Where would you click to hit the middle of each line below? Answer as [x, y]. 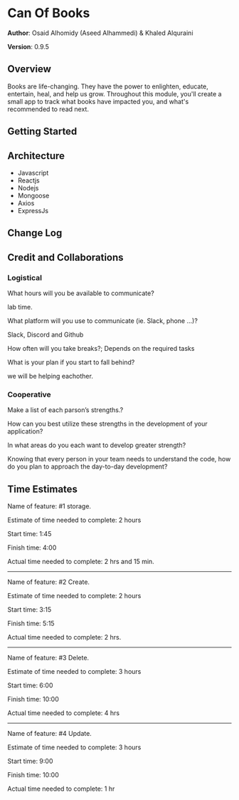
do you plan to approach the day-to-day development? [87, 467]
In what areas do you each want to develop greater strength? [97, 445]
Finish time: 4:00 [32, 548]
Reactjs [29, 180]
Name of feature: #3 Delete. [48, 658]
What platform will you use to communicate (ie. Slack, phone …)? [102, 321]
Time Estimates [43, 489]
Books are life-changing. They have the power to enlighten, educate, [108, 86]
